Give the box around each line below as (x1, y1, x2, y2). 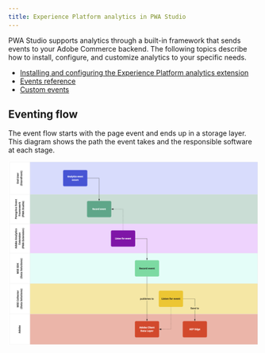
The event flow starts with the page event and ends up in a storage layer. (8, 129, 247, 138)
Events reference (19, 76, 76, 86)
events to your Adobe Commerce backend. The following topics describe (8, 44, 248, 53)
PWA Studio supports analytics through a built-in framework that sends (8, 36, 241, 45)
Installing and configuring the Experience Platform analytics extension (19, 67, 249, 77)
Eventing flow (8, 108, 78, 121)
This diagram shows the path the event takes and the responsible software (8, 137, 252, 147)
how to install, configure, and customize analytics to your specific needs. (8, 52, 248, 62)
